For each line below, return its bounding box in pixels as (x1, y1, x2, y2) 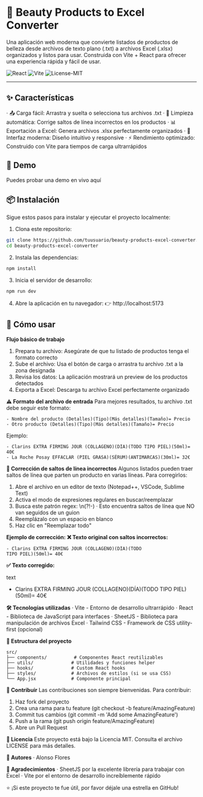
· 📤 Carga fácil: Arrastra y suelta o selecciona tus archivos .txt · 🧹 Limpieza (6, 109, 193, 116)
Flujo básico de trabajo (6, 335, 65, 343)
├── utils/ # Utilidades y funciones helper (6, 659, 155, 666)
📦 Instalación (6, 194, 60, 205)
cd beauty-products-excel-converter (6, 243, 98, 249)
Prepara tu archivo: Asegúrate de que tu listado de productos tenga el (14, 347, 189, 354)
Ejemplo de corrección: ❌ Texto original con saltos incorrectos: (6, 533, 168, 540)
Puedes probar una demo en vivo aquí (6, 176, 101, 184)
